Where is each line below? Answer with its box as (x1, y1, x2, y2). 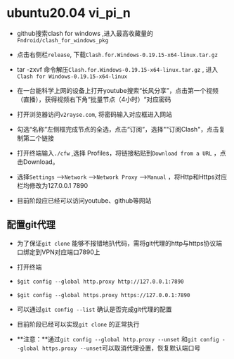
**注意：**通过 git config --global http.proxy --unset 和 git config (16, 334, 219, 343)
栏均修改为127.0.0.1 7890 (16, 181, 89, 189)
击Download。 (16, 157, 59, 166)
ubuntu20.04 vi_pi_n (6, 5, 131, 21)
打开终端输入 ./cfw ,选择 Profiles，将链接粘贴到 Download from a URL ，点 (16, 149, 226, 157)
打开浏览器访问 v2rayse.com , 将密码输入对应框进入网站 (16, 110, 173, 118)
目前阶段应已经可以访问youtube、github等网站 (16, 196, 152, 205)
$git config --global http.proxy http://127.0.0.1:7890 (16, 278, 184, 285)
